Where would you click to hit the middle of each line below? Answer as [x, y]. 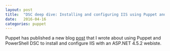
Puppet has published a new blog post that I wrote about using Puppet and [83, 38]
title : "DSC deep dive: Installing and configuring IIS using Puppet [81, 14]
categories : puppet [26, 24]
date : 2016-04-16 [26, 19]
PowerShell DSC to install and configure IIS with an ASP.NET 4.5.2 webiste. [83, 43]
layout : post [19, 10]
